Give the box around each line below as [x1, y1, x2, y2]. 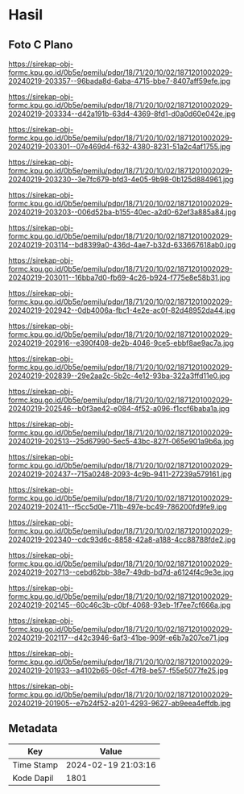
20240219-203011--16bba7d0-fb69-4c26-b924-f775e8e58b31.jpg [8, 272, 231, 282]
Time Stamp [12, 759, 59, 771]
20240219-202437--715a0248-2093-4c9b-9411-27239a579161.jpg [8, 469, 232, 479]
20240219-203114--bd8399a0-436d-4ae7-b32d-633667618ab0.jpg [8, 240, 236, 249]
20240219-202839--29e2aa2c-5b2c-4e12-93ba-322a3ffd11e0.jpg [8, 371, 230, 380]
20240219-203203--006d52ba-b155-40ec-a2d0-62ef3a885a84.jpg [8, 207, 237, 217]
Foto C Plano [8, 38, 73, 52]
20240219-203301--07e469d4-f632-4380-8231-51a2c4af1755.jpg [8, 142, 231, 151]
